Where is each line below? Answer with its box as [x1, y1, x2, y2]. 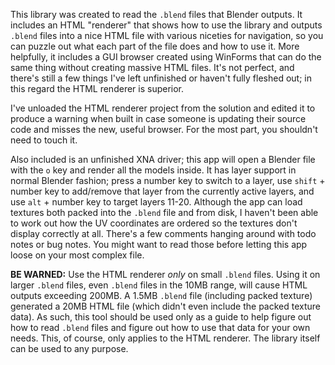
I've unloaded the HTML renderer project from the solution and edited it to [10, 102, 316, 114]
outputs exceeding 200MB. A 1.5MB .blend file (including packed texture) [10, 290, 313, 301]
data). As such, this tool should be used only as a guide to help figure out [10, 311, 312, 323]
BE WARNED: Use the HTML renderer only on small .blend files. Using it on [10, 269, 321, 280]
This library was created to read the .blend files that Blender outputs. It [10, 9, 303, 20]
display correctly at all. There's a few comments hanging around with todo [10, 228, 317, 239]
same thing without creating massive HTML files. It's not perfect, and [10, 62, 295, 73]
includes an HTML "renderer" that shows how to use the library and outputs [10, 19, 323, 31]
